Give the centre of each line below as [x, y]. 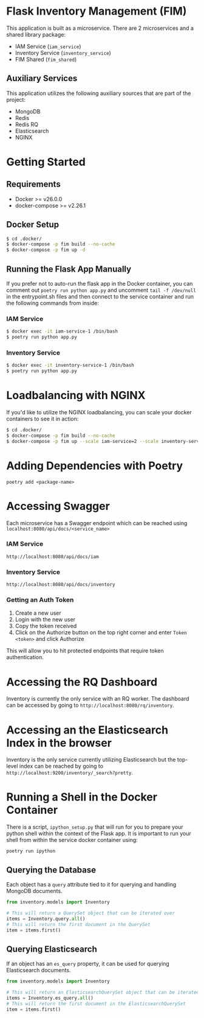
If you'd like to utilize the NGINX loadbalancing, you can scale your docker [99, 412]
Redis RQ [26, 124]
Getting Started [46, 162]
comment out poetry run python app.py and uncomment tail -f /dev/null [101, 290]
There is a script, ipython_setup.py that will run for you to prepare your [95, 827]
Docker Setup [33, 224]
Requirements [33, 184]
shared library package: [36, 34]
